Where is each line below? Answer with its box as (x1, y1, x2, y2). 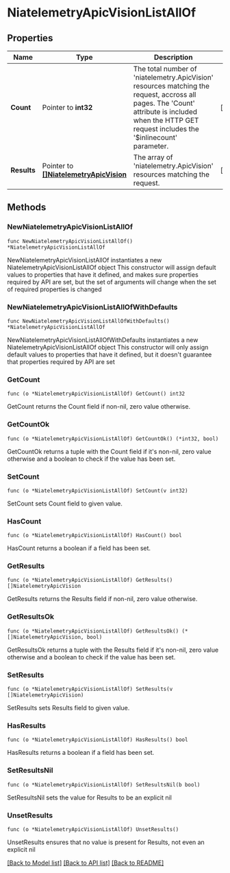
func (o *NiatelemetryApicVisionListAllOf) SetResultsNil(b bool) (7, 781, 201, 788)
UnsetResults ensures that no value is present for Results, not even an (7, 838, 205, 846)
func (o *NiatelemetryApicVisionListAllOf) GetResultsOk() (7, 627, 179, 635)
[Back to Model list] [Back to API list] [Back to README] (7, 859, 164, 867)
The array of (133, 152, 173, 162)
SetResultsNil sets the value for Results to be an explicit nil (7, 793, 172, 802)
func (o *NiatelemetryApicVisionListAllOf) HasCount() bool (7, 532, 183, 539)
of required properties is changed (7, 285, 102, 293)
